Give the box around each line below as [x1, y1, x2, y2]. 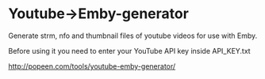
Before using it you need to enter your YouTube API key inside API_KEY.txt [8, 46, 252, 55]
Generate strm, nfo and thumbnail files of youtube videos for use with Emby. [8, 31, 258, 40]
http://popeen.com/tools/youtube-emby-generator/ [8, 61, 176, 71]
